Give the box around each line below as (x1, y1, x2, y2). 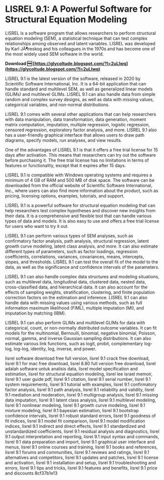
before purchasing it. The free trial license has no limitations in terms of (5, 157, 149, 163)
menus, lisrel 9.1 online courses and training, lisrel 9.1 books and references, (5, 444, 158, 450)
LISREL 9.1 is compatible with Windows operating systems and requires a (5, 172, 152, 178)
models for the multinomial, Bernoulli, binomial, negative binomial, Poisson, (5, 330, 156, 336)
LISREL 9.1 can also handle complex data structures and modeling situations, (5, 274, 160, 280)
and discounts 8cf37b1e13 (5, 470, 58, 476)
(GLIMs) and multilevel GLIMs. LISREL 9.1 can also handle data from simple (5, 91, 156, 97)
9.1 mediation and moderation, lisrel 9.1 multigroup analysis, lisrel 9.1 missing (5, 392, 158, 397)
